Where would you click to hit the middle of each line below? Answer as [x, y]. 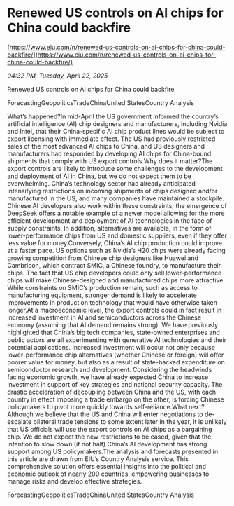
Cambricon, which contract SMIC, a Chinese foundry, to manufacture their [114, 265]
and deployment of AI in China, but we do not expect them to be [100, 176]
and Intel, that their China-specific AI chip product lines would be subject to [116, 131]
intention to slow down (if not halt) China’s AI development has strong [107, 444]
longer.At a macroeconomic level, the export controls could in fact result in [115, 310]
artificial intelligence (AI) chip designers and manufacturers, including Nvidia [117, 123]
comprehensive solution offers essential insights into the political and [107, 466]
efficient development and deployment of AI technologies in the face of [110, 220]
